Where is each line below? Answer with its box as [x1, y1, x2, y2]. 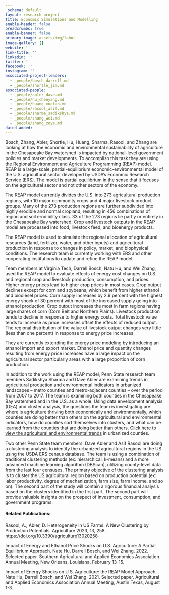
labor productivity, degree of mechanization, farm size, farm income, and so [5, 478, 163, 484]
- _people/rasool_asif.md [10, 106, 65, 111]
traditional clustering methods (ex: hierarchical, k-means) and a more [5, 456, 149, 462]
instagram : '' [5, 69, 35, 74]
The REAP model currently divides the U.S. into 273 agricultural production [5, 192, 160, 198]
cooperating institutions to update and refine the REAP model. [5, 255, 134, 261]
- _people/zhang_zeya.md [10, 120, 62, 126]
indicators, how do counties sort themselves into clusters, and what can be [5, 419, 161, 425]
